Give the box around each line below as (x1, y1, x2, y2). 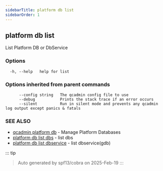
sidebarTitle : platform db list (5, 7, 74, 13)
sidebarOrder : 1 (5, 12, 40, 17)
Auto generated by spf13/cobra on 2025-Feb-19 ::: (17, 160, 124, 166)
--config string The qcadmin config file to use (18, 92, 129, 97)
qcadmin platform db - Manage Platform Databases (12, 129, 121, 135)
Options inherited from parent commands (5, 81, 111, 88)
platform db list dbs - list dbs (12, 135, 73, 141)
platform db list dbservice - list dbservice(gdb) (12, 140, 111, 146)
